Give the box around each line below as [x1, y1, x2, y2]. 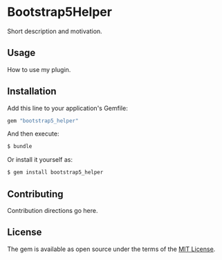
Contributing [7, 188, 64, 200]
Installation [7, 86, 57, 98]
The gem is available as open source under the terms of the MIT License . [7, 245, 216, 253]
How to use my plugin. [7, 65, 71, 73]
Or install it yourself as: [7, 156, 73, 164]
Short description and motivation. [7, 27, 102, 35]
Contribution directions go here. [7, 207, 98, 214]
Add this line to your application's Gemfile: [7, 104, 128, 112]
